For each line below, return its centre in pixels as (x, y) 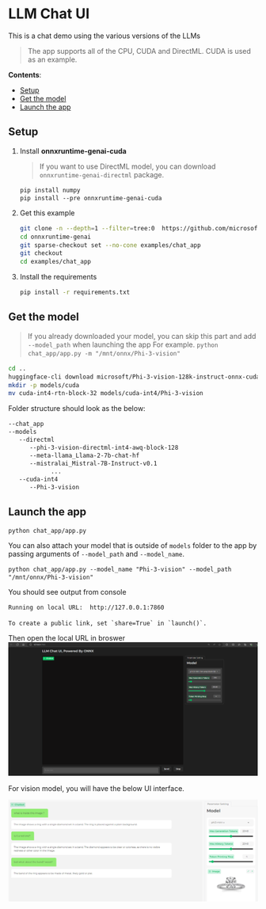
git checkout (41, 253)
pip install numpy (50, 190)
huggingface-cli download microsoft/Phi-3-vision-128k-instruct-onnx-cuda (134, 377)
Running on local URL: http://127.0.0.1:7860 (86, 608)
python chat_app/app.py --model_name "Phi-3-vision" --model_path (120, 570)
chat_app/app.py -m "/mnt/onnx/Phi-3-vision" (104, 353)
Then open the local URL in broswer (67, 638)
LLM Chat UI (49, 14)
